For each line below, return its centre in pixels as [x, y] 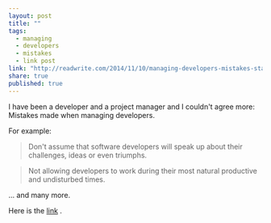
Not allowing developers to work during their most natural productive [143, 170]
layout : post [30, 16]
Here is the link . [35, 210]
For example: [30, 131]
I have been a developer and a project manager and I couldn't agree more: [132, 107]
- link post [36, 61]
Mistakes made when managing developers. [82, 115]
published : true [35, 83]
